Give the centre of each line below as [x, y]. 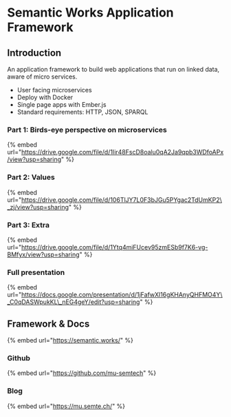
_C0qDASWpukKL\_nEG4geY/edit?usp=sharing [74, 302]
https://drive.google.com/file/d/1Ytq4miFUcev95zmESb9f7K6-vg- [114, 247]
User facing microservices [54, 90]
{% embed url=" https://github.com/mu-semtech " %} [82, 373]
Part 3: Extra [29, 225]
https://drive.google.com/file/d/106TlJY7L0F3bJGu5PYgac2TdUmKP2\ [121, 200]
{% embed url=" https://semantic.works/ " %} [70, 340]
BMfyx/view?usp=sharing [44, 254]
